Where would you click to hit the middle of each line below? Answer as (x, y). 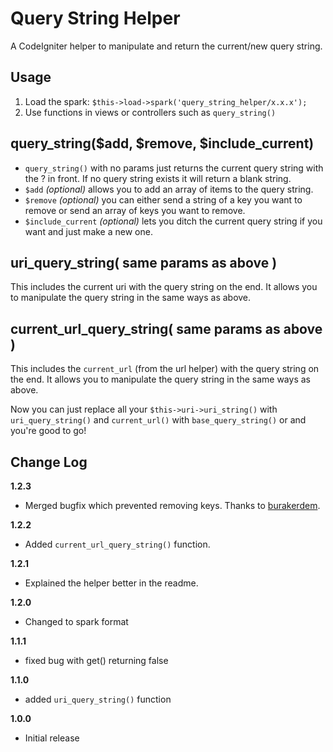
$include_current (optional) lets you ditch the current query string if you (173, 221)
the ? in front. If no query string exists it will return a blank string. (158, 178)
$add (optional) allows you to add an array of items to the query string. (169, 189)
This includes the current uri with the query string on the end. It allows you (164, 287)
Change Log (49, 462)
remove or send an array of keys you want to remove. (135, 210)
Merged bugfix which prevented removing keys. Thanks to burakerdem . (172, 505)
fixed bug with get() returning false (96, 660)
